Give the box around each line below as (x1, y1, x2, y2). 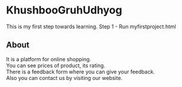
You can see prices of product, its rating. (6, 62, 105, 69)
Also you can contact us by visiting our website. (6, 74, 123, 81)
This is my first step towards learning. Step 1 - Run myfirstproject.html (6, 23, 176, 30)
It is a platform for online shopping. (6, 55, 92, 62)
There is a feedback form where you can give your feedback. (6, 68, 155, 75)
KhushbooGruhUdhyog (6, 4, 122, 17)
